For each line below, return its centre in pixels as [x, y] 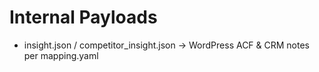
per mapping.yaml [61, 55]
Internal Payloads [83, 17]
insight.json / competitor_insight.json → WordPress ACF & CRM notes [166, 45]
